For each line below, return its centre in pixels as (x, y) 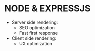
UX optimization (36, 43)
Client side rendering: (34, 38)
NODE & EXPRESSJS (47, 9)
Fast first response (39, 33)
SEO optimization (37, 27)
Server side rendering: (35, 22)
